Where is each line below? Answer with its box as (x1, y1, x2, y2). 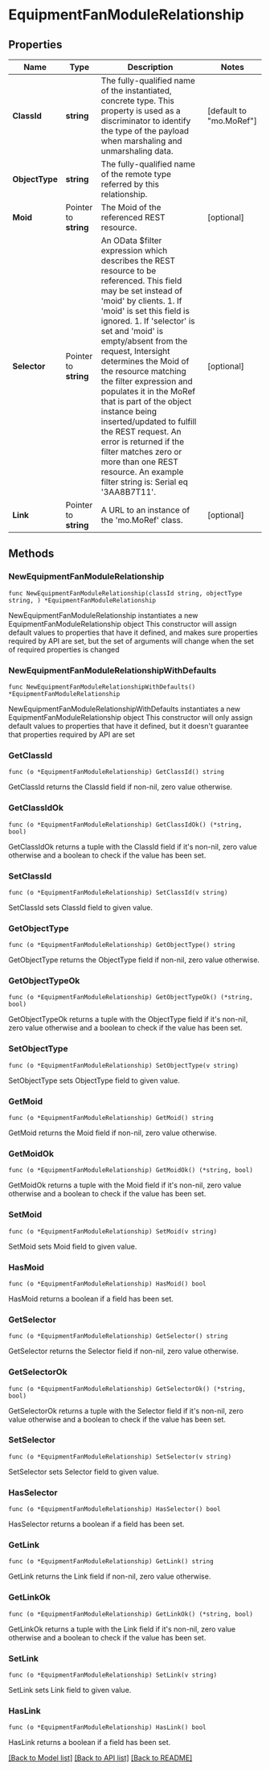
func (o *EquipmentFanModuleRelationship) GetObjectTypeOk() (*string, (8, 994, 253, 1002)
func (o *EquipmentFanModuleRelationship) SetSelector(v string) (8, 1452, 231, 1461)
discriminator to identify (100, 115, 191, 126)
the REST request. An (100, 426, 182, 437)
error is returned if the (100, 436, 185, 447)
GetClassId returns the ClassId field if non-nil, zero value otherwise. (8, 782, 233, 792)
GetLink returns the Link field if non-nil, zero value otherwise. (8, 1571, 211, 1582)
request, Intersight (100, 346, 170, 356)
